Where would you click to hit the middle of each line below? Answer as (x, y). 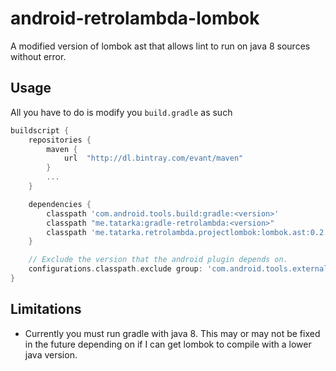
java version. (51, 354)
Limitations (46, 309)
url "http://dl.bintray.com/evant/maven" (153, 158)
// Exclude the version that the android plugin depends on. (158, 260)
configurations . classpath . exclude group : (115, 269)
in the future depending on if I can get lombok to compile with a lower (168, 344)
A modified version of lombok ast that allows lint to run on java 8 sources (160, 46)
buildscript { (40, 130)
